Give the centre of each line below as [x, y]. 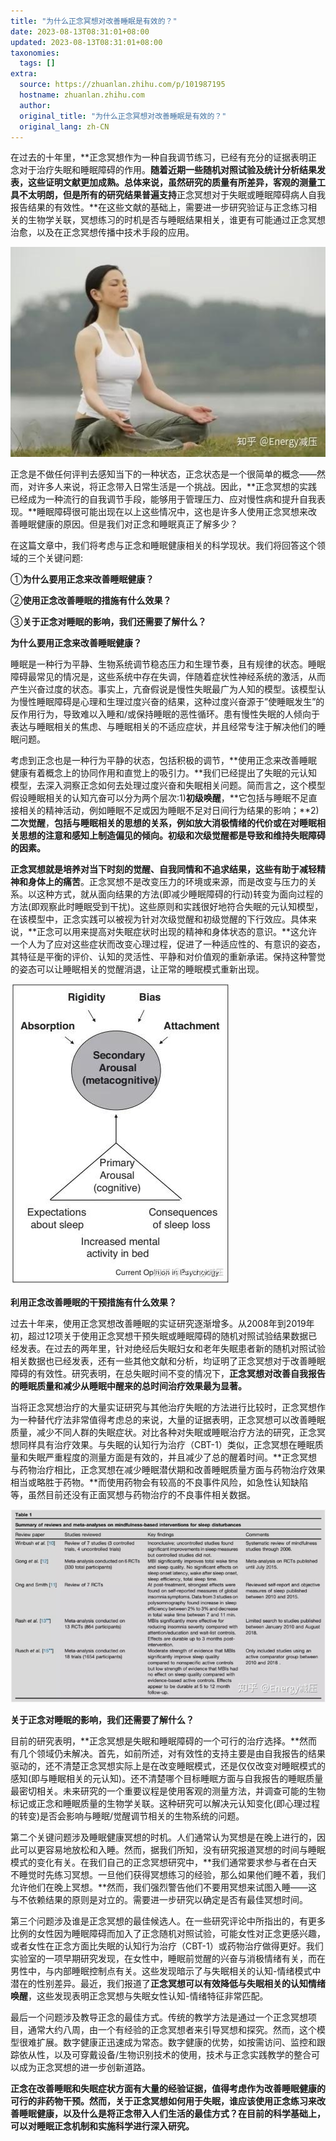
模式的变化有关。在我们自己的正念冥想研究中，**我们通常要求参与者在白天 [164, 1862]
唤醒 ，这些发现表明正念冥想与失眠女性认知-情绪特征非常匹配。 [139, 1996]
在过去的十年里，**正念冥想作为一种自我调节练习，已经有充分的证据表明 [159, 157]
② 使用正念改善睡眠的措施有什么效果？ [91, 601]
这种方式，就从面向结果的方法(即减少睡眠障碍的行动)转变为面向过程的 [180, 894]
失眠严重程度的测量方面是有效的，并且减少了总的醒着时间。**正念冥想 [172, 1457]
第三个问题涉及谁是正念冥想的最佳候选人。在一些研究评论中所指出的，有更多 [168, 1921]
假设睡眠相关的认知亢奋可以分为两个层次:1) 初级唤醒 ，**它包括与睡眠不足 [159, 798]
